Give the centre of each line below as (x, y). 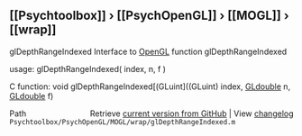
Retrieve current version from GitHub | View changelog (192, 113)
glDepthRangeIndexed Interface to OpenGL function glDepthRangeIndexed (148, 51)
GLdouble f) (32, 95)
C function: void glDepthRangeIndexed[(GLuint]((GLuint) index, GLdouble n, (150, 86)
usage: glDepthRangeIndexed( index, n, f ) (88, 68)
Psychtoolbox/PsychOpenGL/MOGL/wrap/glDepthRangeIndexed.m (123, 122)
